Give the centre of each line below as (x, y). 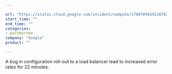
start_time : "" (21, 19)
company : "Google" (25, 38)
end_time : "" (19, 24)
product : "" (18, 43)
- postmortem (19, 33)
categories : (18, 28)
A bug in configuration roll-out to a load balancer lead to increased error (81, 61)
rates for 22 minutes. (27, 67)
